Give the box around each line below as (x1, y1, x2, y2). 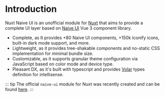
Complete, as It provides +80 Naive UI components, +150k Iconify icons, (12, 35, 160, 41)
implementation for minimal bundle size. (12, 50, 94, 56)
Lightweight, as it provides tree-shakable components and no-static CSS (12, 45, 160, 51)
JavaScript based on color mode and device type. (12, 61, 114, 67)
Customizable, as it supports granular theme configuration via (12, 55, 138, 61)
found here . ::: (5, 86, 33, 92)
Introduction (5, 3, 57, 15)
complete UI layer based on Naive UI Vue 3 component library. (5, 25, 132, 31)
